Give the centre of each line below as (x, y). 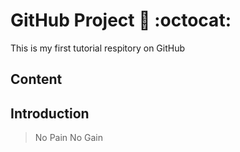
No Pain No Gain (68, 138)
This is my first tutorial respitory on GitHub (98, 48)
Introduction (50, 113)
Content (36, 79)
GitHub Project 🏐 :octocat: (121, 20)
